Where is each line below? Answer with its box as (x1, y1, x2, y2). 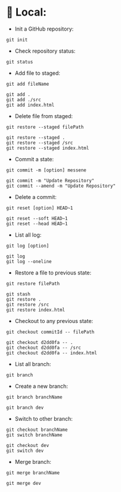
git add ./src (6, 96, 42, 102)
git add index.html (6, 102, 55, 108)
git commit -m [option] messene (6, 167, 86, 173)
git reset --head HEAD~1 (6, 221, 68, 227)
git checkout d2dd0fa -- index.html (6, 350, 97, 356)
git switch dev (6, 448, 44, 454)
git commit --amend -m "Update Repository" (6, 183, 116, 189)
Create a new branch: (14, 382, 69, 390)
